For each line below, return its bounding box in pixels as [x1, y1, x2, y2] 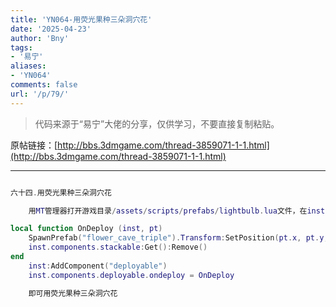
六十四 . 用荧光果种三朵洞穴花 [10, 187, 112, 198]
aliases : [10, 61, 47, 71]
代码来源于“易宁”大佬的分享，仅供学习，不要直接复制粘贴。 [34, 117, 280, 130]
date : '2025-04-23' [10, 24, 92, 34]
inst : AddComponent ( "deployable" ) [28, 261, 168, 271]
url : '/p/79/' [10, 89, 70, 99]
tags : [10, 42, 33, 53]
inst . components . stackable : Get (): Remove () [28, 242, 208, 253]
